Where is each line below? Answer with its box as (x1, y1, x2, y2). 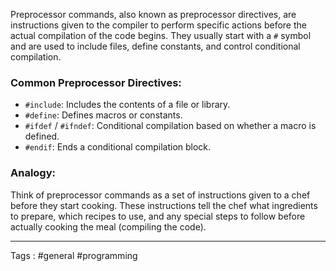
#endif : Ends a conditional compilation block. (24, 141, 212, 153)
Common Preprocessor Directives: (10, 75, 182, 89)
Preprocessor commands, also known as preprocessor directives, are (10, 9, 297, 20)
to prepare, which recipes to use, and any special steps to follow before (10, 210, 306, 222)
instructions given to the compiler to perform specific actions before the (10, 19, 307, 31)
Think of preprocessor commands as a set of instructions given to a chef (10, 189, 311, 201)
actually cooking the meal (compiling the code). (10, 220, 207, 233)
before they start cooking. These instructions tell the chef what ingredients (10, 199, 318, 211)
